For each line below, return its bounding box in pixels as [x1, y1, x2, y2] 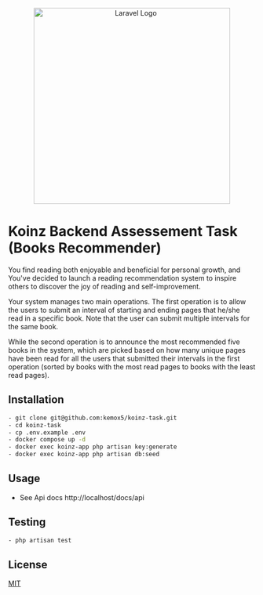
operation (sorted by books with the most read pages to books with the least [8, 361, 256, 372]
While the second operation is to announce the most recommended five [8, 337, 241, 346]
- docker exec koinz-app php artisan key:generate [8, 443, 177, 451]
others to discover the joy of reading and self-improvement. [8, 281, 202, 291]
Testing [8, 516, 46, 529]
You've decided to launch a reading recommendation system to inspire [8, 273, 237, 282]
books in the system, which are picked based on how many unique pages [8, 345, 246, 354]
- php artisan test [8, 536, 72, 544]
